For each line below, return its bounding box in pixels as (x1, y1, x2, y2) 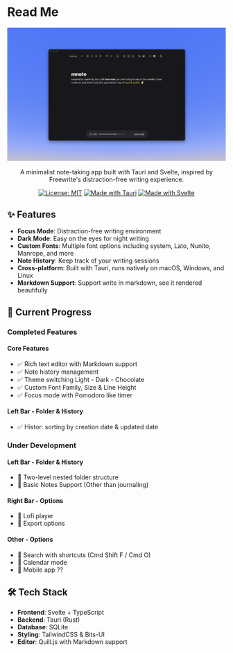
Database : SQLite (17, 623, 69, 631)
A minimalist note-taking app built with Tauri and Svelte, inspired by (19, 167, 214, 176)
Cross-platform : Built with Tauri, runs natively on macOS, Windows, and (17, 264, 225, 272)
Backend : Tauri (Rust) (17, 615, 80, 624)
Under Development (7, 440, 76, 450)
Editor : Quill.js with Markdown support (17, 638, 128, 646)
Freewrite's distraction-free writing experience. (49, 175, 184, 183)
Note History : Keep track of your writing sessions (17, 256, 159, 265)
